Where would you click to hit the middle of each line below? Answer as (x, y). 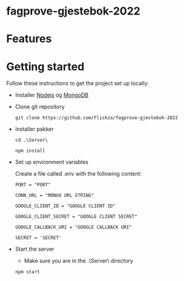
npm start (28, 272)
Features (29, 39)
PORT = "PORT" (33, 185)
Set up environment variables (52, 162)
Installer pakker (34, 129)
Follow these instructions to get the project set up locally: (78, 84)
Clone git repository (40, 107)
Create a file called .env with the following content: (78, 174)
